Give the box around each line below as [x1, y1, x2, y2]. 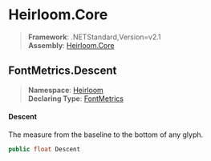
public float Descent [8, 145, 81, 153]
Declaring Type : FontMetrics [27, 94, 124, 103]
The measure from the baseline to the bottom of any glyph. [8, 130, 204, 139]
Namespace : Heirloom [27, 85, 104, 95]
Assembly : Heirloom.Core [27, 40, 115, 50]
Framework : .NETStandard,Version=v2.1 [27, 32, 161, 42]
